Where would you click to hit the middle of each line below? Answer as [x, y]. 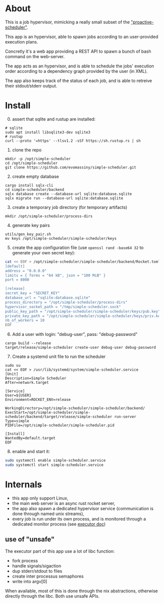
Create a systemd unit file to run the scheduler [59, 356]
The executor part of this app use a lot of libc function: [60, 551]
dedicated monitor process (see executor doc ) [59, 524]
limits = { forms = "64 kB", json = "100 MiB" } [55, 275]
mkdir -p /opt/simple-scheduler [38, 159]
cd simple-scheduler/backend [35, 189]
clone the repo [27, 150]
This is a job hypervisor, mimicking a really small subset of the [68, 22]
